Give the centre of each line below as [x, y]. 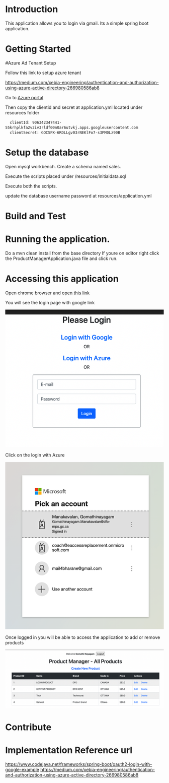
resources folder [22, 112]
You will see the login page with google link [50, 302]
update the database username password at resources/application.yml [78, 195]
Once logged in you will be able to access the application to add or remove [83, 637]
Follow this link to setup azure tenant [43, 73]
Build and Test [36, 216]
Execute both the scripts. [31, 186]
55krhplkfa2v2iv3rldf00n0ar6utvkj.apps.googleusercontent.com [72, 127]
